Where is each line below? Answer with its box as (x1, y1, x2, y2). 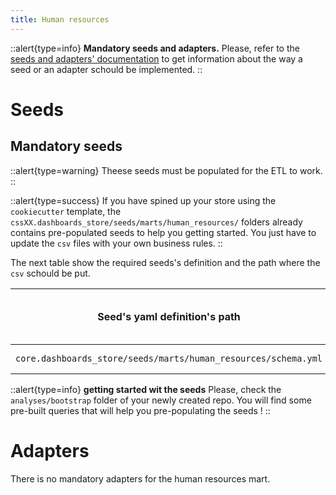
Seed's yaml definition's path (97, 309, 241, 323)
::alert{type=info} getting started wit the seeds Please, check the (10, 383, 282, 395)
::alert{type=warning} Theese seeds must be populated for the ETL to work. (10, 164, 323, 176)
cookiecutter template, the (10, 205, 122, 217)
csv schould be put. (10, 267, 91, 279)
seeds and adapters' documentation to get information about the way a (10, 52, 303, 65)
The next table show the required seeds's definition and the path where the (10, 256, 321, 268)
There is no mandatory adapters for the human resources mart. (10, 472, 271, 485)
